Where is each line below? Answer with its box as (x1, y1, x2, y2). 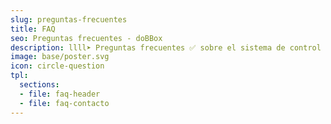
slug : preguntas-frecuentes (10, 14, 128, 25)
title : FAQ (10, 24, 56, 34)
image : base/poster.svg (10, 52, 110, 62)
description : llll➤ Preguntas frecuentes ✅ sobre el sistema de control (10, 42, 322, 53)
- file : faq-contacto (19, 98, 110, 108)
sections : (19, 80, 60, 90)
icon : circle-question (10, 61, 105, 71)
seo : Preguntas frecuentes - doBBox (10, 33, 163, 43)
